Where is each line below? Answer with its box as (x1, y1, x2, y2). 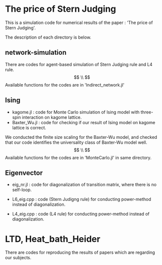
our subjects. (5, 255, 32, 261)
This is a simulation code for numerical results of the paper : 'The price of (5, 20, 153, 25)
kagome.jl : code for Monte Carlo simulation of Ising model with (12, 109, 140, 115)
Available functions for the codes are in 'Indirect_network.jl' (5, 82, 124, 88)
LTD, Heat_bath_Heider (5, 233, 101, 244)
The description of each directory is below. (5, 34, 92, 40)
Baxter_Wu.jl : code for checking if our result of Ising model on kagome (12, 119, 156, 125)
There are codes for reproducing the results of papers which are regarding (5, 249, 155, 255)
